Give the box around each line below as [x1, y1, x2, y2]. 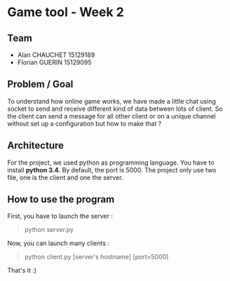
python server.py [24, 226, 74, 234]
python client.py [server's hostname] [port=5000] [24, 253, 169, 261]
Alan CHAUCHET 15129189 [17, 50, 95, 59]
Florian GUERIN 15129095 [17, 58, 92, 67]
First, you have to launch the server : [7, 212, 114, 221]
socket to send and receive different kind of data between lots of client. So [7, 104, 223, 113]
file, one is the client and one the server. [7, 173, 123, 181]
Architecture [7, 139, 65, 151]
